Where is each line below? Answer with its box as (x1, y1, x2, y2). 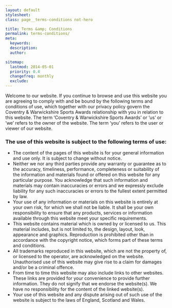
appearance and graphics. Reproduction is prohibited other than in (12, 232, 154, 238)
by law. (12, 194, 28, 200)
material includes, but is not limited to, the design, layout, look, (12, 226, 145, 233)
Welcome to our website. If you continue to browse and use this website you (5, 93, 167, 99)
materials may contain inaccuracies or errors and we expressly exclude (12, 183, 164, 189)
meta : (5, 36, 17, 41)
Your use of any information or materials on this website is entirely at (12, 199, 158, 205)
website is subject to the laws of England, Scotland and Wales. (12, 297, 145, 303)
